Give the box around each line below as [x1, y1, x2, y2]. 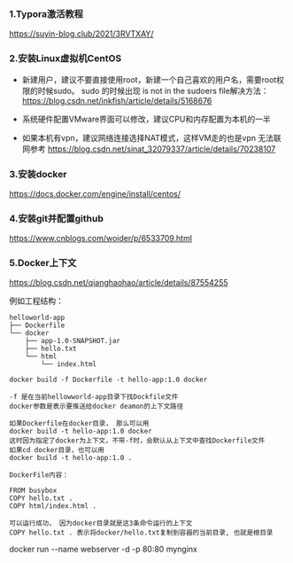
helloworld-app [9, 313, 66, 323]
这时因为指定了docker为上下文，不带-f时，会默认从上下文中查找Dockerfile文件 [9, 436, 266, 445]
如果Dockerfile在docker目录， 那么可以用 [9, 419, 150, 428]
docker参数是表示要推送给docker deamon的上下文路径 [9, 402, 184, 411]
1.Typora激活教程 [9, 7, 84, 20]
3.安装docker [9, 168, 67, 180]
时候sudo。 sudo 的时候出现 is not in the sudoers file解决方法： [37, 85, 269, 96]
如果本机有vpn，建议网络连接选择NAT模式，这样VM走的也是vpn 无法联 [21, 132, 281, 143]
